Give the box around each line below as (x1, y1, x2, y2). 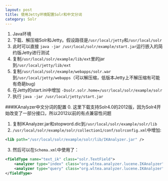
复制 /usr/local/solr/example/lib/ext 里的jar (12, 56, 105, 62)
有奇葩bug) (12, 81, 36, 87)
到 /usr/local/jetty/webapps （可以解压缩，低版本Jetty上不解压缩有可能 (12, 74, 160, 80)
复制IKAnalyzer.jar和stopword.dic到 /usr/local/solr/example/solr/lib (12, 121, 157, 127)
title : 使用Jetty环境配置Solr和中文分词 (5, 12, 82, 17)
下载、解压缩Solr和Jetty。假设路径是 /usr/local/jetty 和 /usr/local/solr (12, 37, 162, 43)
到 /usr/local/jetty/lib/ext (12, 62, 71, 68)
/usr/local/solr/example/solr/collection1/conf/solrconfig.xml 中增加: (12, 127, 161, 133)
